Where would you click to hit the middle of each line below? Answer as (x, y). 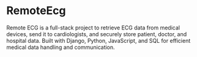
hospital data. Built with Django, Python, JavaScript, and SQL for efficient (98, 40)
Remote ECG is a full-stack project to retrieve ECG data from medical (93, 28)
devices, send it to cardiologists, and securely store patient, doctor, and (97, 34)
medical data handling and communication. (61, 47)
